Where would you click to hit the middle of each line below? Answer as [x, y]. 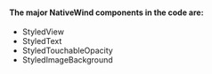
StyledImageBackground [67, 60]
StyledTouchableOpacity [67, 51]
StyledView [43, 32]
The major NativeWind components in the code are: [106, 12]
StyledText [42, 41]
